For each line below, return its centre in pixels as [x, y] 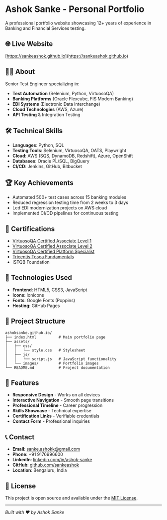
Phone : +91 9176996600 [38, 454]
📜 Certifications [30, 229]
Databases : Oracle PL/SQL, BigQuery [51, 161]
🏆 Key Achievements [39, 183]
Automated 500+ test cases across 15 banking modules [69, 197]
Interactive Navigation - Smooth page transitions [63, 400]
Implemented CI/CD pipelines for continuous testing [65, 213]
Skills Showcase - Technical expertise [52, 411]
